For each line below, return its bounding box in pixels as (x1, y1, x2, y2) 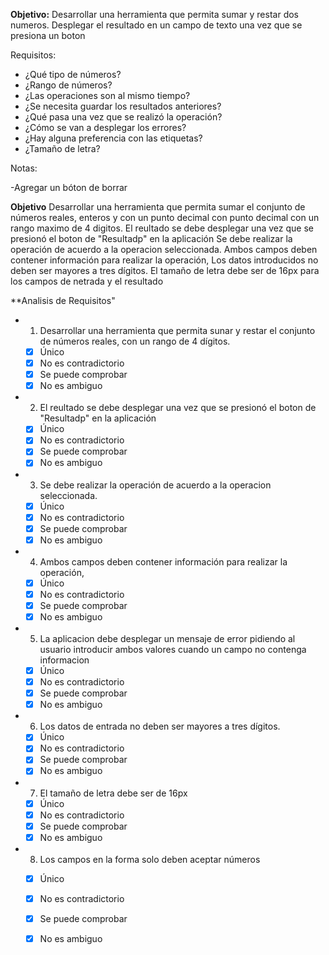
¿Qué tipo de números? (24, 69, 122, 80)
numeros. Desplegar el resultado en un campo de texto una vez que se (10, 19, 303, 31)
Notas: (10, 162, 38, 174)
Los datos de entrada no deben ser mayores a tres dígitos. (39, 720, 281, 733)
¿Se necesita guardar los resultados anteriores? (24, 100, 222, 112)
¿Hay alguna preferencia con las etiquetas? (24, 132, 203, 144)
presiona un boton (10, 30, 86, 41)
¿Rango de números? (24, 79, 113, 91)
